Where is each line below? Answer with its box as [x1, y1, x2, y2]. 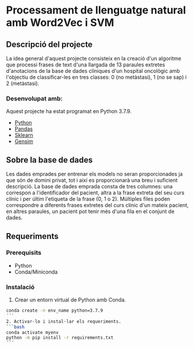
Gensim [14, 138, 33, 145]
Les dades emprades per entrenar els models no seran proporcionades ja [6, 171, 183, 178]
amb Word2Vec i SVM [6, 16, 115, 29]
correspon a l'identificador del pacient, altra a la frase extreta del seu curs [6, 189, 185, 197]
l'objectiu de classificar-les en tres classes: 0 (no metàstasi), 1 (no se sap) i [6, 74, 187, 80]
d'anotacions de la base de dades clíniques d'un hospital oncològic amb [6, 67, 180, 74]
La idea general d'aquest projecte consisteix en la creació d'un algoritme [6, 55, 182, 62]
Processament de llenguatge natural [6, 4, 186, 17]
